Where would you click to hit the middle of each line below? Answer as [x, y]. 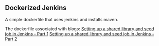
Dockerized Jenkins [36, 8]
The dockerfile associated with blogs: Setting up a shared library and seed [79, 29]
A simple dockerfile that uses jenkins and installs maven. [62, 19]
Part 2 [11, 39]
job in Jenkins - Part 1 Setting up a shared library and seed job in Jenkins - [80, 34]
